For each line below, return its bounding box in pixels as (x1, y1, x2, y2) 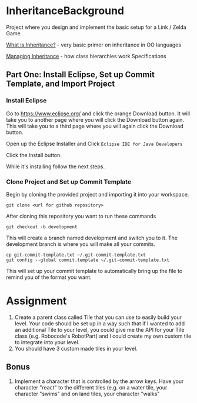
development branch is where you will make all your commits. (6, 240, 156, 248)
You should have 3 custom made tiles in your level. (14, 345, 138, 352)
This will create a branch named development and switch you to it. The (6, 234, 178, 241)
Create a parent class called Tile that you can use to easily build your (14, 314, 182, 321)
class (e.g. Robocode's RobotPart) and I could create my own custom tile (14, 332, 192, 339)
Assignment (6, 294, 67, 308)
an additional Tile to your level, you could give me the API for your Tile (14, 326, 185, 333)
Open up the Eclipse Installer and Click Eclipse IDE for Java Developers (6, 140, 183, 147)
